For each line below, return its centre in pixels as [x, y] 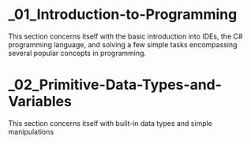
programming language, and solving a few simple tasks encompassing [123, 44]
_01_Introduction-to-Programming [123, 15]
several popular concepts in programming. [77, 53]
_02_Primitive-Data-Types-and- [115, 85]
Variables [40, 102]
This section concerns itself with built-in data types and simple [111, 123]
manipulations [31, 131]
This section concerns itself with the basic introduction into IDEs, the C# [126, 36]
